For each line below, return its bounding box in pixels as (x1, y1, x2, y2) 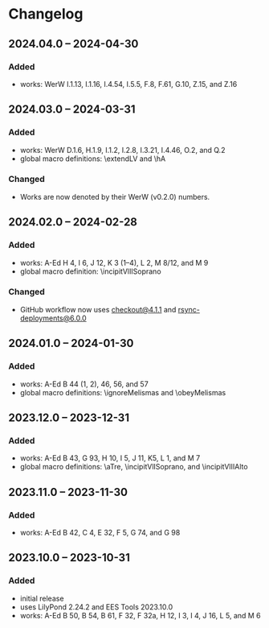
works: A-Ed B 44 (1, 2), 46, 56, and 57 (19, 379, 149, 389)
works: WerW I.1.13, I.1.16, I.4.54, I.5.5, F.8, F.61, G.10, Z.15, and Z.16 (19, 79, 238, 89)
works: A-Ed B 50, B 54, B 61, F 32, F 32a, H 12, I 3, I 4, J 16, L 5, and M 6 (19, 610, 261, 620)
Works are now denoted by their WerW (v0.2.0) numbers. (19, 192, 210, 201)
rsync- (177, 304, 201, 314)
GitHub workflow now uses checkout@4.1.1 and (19, 304, 177, 314)
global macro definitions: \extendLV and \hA (19, 154, 166, 163)
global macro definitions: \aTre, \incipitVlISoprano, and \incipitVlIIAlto (19, 462, 248, 472)
